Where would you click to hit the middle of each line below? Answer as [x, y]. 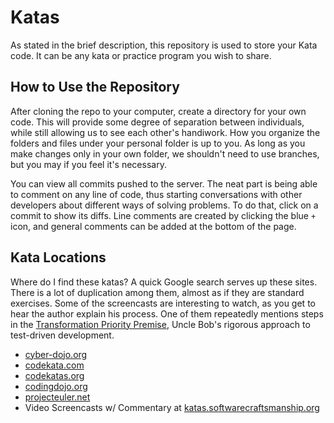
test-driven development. [62, 335]
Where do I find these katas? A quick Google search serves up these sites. [164, 282]
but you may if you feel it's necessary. [88, 164]
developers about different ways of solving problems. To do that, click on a [164, 205]
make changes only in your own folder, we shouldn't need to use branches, [165, 153]
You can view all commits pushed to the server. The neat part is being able [164, 183]
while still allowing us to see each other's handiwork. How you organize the [165, 132]
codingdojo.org [56, 386]
